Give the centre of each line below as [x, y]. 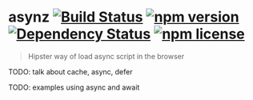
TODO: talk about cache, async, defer [70, 71]
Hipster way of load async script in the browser [106, 56]
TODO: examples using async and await [74, 87]
